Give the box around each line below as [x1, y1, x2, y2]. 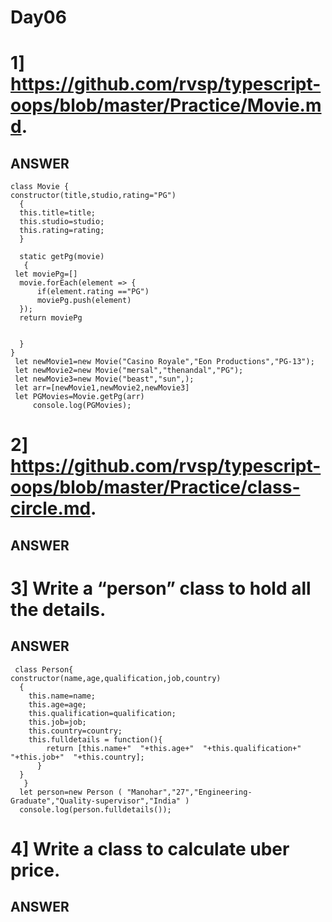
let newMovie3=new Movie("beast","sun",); [14, 374, 195, 385]
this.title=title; [19, 208, 97, 218]
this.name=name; [28, 691, 97, 701]
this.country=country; [28, 726, 123, 736]
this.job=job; [28, 717, 87, 727]
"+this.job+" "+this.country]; [10, 752, 145, 762]
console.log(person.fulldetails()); [19, 804, 172, 815]
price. [10, 859, 61, 881]
